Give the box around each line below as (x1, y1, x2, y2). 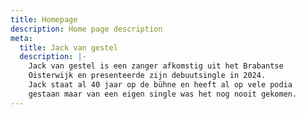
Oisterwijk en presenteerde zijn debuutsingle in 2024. (28, 71, 267, 81)
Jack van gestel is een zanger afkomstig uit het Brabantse (28, 61, 284, 71)
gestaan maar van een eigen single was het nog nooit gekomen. (28, 89, 298, 99)
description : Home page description (10, 24, 163, 34)
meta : (10, 33, 33, 43)
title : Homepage (10, 14, 78, 25)
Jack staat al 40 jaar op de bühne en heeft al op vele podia (28, 80, 293, 90)
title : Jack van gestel (19, 42, 118, 53)
